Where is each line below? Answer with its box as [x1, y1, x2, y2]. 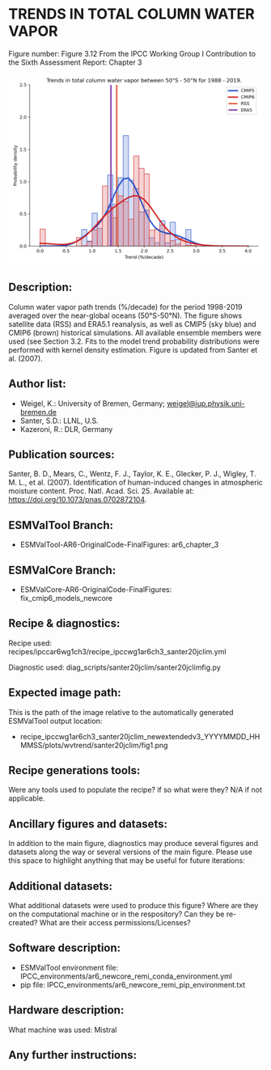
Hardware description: [8, 1004, 125, 1017]
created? [8, 918, 38, 928]
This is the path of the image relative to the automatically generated [8, 707, 234, 717]
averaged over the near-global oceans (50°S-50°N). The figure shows [8, 311, 243, 320]
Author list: [8, 377, 66, 391]
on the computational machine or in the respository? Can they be [8, 909, 225, 919]
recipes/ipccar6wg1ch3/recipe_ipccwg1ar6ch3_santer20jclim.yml [8, 646, 227, 656]
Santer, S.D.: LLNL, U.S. [19, 416, 99, 425]
